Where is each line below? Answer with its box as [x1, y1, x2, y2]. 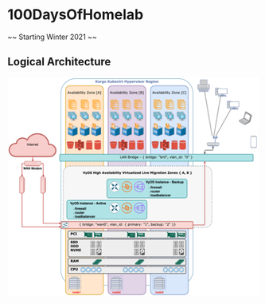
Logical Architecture [7, 55, 111, 69]
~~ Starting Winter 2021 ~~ [7, 32, 97, 41]
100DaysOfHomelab [7, 6, 144, 24]
